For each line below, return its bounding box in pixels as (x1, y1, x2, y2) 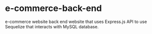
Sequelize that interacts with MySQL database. (5, 23, 99, 29)
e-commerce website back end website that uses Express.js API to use (5, 19, 147, 24)
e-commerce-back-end (5, 3, 102, 14)
